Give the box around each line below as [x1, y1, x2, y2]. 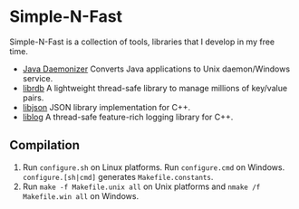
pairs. [22, 92, 44, 103]
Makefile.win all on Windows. [22, 190, 139, 201]
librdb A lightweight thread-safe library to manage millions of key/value [22, 82, 288, 93]
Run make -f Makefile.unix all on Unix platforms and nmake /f [22, 181, 261, 192]
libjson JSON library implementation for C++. [22, 101, 191, 112]
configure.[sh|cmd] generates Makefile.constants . [22, 171, 214, 182]
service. [22, 72, 53, 83]
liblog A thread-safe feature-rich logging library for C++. [22, 111, 234, 122]
